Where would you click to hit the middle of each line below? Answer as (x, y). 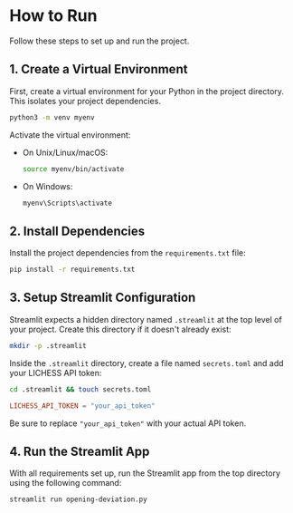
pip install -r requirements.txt (72, 270)
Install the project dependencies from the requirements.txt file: (128, 253)
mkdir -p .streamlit (48, 345)
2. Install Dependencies (77, 231)
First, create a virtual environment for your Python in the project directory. (147, 91)
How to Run (53, 16)
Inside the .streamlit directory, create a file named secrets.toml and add (146, 363)
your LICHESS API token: (56, 373)
